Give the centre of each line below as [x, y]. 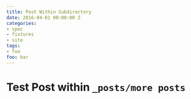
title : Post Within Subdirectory [49, 12]
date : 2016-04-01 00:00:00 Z [43, 18]
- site [15, 40]
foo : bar [17, 57]
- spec [15, 29]
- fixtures [20, 35]
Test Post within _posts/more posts [96, 87]
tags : [13, 46]
